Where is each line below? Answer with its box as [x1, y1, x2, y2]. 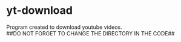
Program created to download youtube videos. [6, 23, 122, 31]
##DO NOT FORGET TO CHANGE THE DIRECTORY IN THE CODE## [6, 29, 175, 37]
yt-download [6, 4, 73, 17]
